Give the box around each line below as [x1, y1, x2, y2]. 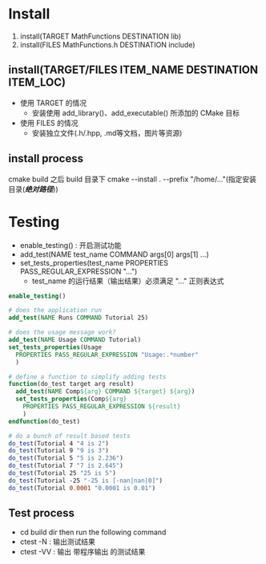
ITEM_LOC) [8, 75, 66, 89]
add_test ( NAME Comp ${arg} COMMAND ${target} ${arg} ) [15, 387, 195, 396]
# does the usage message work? [8, 328, 116, 337]
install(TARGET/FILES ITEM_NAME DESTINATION [8, 63, 259, 77]
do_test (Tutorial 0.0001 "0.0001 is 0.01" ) [8, 484, 156, 492]
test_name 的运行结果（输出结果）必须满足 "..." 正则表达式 [31, 276, 224, 286]
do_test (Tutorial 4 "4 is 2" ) [8, 439, 110, 448]
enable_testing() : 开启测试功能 [19, 240, 122, 250]
